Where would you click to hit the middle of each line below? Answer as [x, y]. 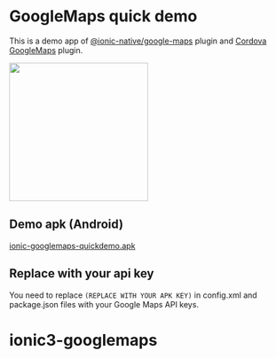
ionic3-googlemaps [83, 340]
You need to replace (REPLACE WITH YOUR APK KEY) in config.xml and [133, 295]
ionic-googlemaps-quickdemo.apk [72, 245]
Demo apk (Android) [67, 225]
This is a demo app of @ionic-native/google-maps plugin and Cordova [138, 41]
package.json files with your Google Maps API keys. [104, 304]
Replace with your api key [82, 273]
